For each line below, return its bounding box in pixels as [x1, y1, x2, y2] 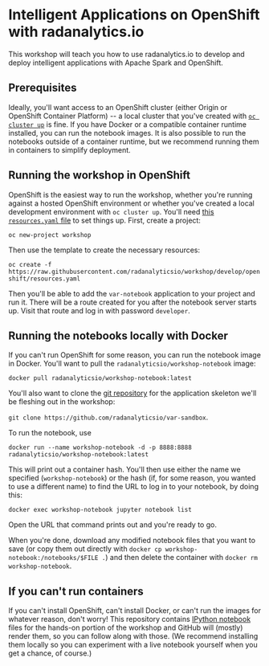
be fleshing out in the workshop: [8, 397, 116, 407]
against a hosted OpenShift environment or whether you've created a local [8, 198, 255, 208]
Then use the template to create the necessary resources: [8, 245, 201, 255]
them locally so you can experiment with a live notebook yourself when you [8, 640, 259, 650]
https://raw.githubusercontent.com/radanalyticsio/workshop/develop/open [8, 268, 261, 276]
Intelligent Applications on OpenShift [8, 6, 260, 24]
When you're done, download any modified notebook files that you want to [8, 536, 255, 545]
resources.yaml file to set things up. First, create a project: [8, 215, 201, 225]
